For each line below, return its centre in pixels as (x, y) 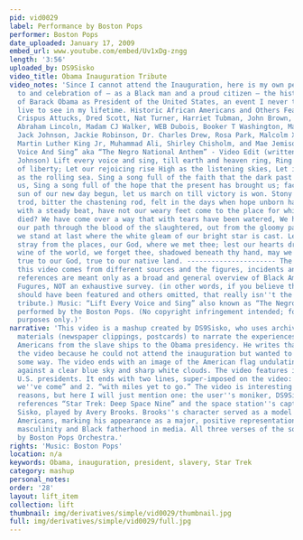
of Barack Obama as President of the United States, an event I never (153, 102)
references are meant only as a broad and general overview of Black (151, 278)
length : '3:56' (38, 60)
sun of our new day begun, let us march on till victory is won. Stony (155, 194)
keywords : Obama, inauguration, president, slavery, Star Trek (131, 463)
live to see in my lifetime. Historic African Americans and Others (149, 110)
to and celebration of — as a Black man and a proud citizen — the (147, 93)
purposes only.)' (50, 320)
